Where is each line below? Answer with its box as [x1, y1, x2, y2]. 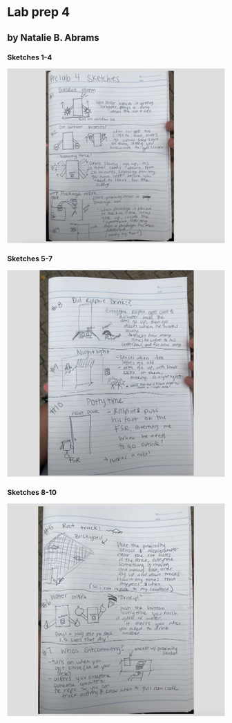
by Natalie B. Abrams [7, 32, 100, 44]
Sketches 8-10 [7, 487, 57, 497]
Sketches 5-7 [7, 254, 53, 263]
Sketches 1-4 [7, 53, 52, 62]
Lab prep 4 [7, 4, 70, 20]
